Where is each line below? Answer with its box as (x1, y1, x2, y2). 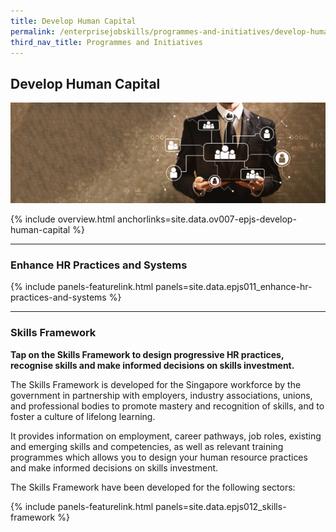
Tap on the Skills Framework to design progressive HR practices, (10, 348, 285, 360)
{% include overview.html (10, 213, 116, 225)
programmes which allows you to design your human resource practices (10, 451, 308, 463)
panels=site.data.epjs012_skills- (155, 500, 287, 512)
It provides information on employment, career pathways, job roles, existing (10, 430, 322, 442)
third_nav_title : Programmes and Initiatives (10, 37, 203, 47)
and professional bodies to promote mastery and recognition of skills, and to (10, 400, 325, 412)
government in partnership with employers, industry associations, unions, (10, 389, 313, 401)
